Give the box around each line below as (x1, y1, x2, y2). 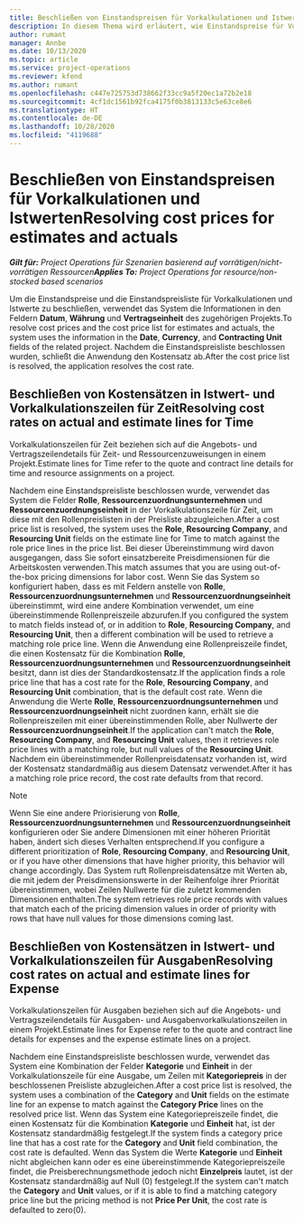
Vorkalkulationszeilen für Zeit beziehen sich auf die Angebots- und (9, 438, 258, 449)
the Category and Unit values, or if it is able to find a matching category (9, 1185, 278, 1196)
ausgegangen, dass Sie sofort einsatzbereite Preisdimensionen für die (9, 552, 271, 563)
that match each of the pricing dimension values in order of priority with (9, 903, 277, 914)
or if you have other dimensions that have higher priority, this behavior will (9, 855, 286, 866)
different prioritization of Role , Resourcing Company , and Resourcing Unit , (9, 845, 290, 857)
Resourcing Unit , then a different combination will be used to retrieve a (9, 629, 273, 639)
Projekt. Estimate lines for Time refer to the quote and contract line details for (9, 457, 294, 469)
